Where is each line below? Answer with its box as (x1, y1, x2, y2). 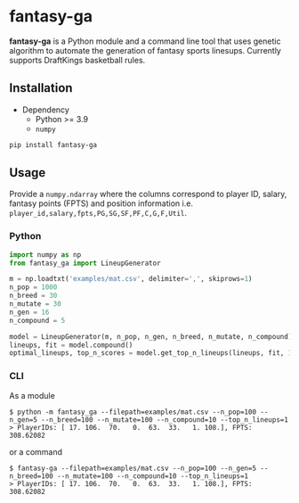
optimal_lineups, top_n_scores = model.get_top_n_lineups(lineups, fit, (9, 349, 285, 358)
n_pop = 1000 (9, 283, 58, 292)
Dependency (21, 104, 69, 115)
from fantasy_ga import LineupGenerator (9, 259, 162, 268)
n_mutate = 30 (9, 300, 62, 309)
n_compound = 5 (9, 316, 66, 325)
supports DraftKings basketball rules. (9, 54, 146, 65)
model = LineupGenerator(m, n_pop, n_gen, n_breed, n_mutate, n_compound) (9, 332, 293, 341)
